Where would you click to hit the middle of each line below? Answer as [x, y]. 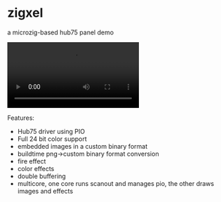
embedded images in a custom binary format [82, 146]
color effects [36, 168]
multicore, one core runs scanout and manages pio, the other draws [116, 183]
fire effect [32, 161]
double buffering [42, 176]
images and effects [45, 191]
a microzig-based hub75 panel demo [61, 32]
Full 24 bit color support [52, 139]
